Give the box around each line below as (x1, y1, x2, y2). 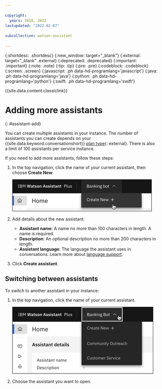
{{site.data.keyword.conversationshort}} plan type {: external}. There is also (5, 140, 155, 146)
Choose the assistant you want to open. (12, 378, 91, 384)
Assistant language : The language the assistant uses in (19, 246, 132, 252)
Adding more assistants (5, 105, 103, 116)
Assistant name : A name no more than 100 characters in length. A (19, 225, 151, 231)
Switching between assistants (5, 275, 98, 283)
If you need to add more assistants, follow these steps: (5, 155, 114, 161)
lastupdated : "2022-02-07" (5, 23, 59, 28)
